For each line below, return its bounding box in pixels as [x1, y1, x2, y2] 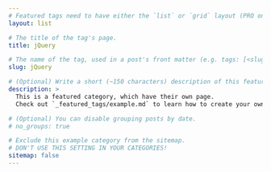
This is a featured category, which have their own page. [15, 92, 215, 100]
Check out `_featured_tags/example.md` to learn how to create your [15, 100, 251, 109]
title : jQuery [8, 41, 56, 49]
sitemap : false [8, 152, 60, 160]
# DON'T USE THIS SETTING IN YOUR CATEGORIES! [8, 144, 168, 153]
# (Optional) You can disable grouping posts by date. [8, 114, 197, 123]
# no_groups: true [8, 122, 70, 130]
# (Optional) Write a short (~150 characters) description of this [8, 78, 240, 86]
